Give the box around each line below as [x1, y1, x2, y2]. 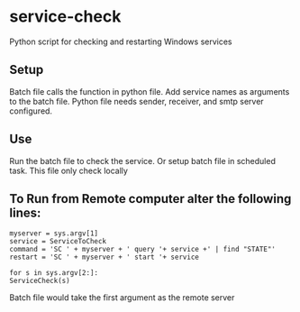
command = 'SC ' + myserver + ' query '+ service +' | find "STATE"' [9, 245, 277, 254]
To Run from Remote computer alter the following [9, 191, 292, 206]
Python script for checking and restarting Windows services [9, 36, 232, 47]
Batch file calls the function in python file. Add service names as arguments [9, 86, 290, 96]
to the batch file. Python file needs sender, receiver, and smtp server [9, 96, 264, 106]
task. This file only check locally [9, 165, 129, 176]
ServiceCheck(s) [9, 277, 70, 286]
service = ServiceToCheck [9, 237, 106, 246]
